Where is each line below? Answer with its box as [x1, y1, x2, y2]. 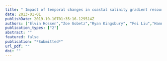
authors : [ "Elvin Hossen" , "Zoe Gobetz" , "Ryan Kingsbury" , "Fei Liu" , [5, 21, 153, 26]
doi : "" [5, 48, 21, 53]
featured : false [5, 35, 39, 40]
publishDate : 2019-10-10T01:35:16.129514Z [5, 16, 94, 21]
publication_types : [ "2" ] [5, 26, 59, 30]
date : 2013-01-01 [5, 12, 41, 17]
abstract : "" [5, 30, 32, 35]
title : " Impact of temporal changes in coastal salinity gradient [5, 7, 148, 12]
